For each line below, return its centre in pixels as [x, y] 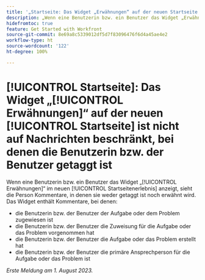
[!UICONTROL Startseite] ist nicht [93, 126]
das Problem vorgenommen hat [55, 232]
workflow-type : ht [30, 40]
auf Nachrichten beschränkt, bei [90, 139]
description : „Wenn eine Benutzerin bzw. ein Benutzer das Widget [92, 18]
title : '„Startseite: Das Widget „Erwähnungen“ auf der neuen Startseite [102, 12]
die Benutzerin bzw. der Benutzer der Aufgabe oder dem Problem [97, 213]
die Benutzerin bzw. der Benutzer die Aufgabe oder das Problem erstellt [106, 239]
